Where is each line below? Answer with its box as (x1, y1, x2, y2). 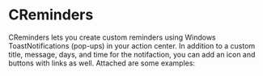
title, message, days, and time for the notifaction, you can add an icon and (8, 49, 256, 59)
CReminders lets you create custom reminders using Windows (8, 32, 216, 42)
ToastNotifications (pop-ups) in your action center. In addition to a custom (8, 40, 256, 50)
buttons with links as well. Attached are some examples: (8, 58, 196, 68)
